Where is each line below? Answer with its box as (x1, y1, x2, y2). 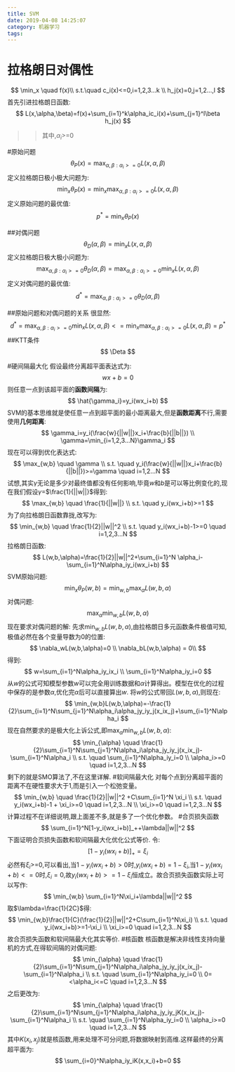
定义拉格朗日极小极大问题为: (7, 174, 90, 182)
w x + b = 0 (102, 373, 134, 382)
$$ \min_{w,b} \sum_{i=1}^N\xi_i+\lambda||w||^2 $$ (43, 892, 193, 900)
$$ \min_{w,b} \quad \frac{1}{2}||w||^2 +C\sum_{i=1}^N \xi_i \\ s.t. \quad (13, 793, 222, 801)
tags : (7, 30, 23, 37)
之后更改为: (7, 989, 41, 997)
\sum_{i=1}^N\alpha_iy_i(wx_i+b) (66, 560, 160, 569)
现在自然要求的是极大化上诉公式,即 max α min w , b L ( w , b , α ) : (7, 725, 172, 736)
